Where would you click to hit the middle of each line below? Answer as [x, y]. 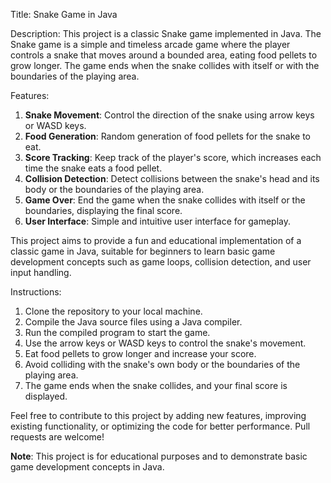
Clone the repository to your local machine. [113, 311]
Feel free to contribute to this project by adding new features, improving [158, 415]
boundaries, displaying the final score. [103, 210]
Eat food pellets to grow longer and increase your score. [140, 353]
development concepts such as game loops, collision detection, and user [161, 262]
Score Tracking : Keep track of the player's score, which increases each [173, 157]
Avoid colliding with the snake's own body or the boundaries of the [162, 364]
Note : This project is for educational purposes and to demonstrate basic [159, 456]
